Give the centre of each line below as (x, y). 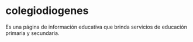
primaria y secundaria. (32, 33)
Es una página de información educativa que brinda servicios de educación (96, 27)
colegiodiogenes (47, 11)
